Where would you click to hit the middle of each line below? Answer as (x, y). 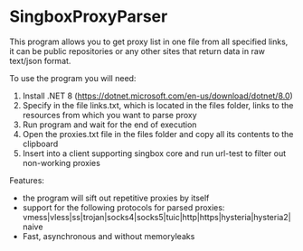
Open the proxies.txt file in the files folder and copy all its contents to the (158, 134)
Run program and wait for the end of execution (109, 125)
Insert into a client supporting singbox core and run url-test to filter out (154, 153)
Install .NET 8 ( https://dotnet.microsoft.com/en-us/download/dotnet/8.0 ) (158, 96)
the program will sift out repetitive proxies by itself (116, 198)
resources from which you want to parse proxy (109, 115)
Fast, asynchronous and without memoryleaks (109, 236)
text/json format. (40, 60)
